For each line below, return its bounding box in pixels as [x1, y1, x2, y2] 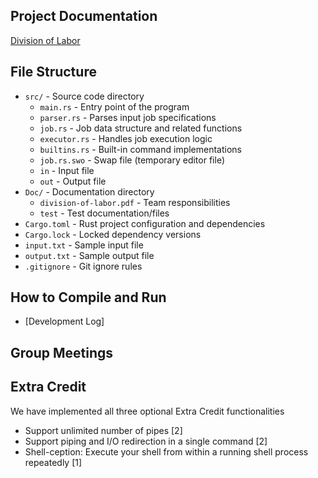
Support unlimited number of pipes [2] [24, 424, 183, 436]
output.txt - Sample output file [24, 249, 155, 261]
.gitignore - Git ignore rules [24, 260, 143, 272]
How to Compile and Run [10, 289, 167, 306]
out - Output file [39, 175, 107, 187]
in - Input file [39, 164, 95, 176]
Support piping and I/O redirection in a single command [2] [24, 435, 268, 447]
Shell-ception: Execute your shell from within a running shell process [24, 445, 309, 458]
